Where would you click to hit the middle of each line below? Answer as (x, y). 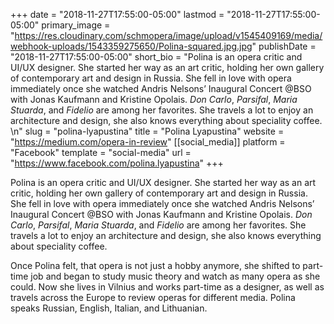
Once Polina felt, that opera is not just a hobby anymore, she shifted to (155, 265)
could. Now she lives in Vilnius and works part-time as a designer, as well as (167, 287)
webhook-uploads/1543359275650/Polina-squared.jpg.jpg (131, 46)
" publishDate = (284, 46)
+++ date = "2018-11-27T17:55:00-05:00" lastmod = (117, 14)
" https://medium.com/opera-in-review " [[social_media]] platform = (148, 142)
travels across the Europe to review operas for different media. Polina (153, 297)
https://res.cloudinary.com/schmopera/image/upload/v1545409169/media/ (168, 35)
